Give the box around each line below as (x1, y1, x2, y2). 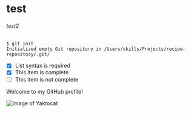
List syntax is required (15, 62, 71, 69)
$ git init (6, 41, 34, 47)
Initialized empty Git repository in (6, 46, 102, 53)
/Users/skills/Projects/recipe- (104, 46, 186, 53)
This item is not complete (15, 76, 79, 83)
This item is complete (15, 69, 69, 76)
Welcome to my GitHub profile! (6, 88, 83, 95)
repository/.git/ (6, 51, 50, 57)
